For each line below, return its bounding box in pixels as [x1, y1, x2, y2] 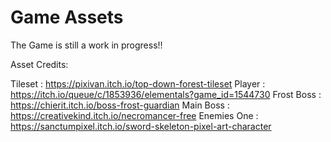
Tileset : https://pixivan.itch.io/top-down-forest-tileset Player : [10, 77, 266, 90]
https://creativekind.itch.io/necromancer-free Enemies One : [10, 109, 259, 121]
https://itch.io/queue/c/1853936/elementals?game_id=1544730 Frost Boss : [10, 88, 322, 100]
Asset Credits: [10, 58, 69, 70]
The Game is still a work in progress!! [10, 39, 163, 51]
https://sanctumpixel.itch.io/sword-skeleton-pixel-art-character [10, 120, 272, 132]
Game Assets [10, 6, 124, 29]
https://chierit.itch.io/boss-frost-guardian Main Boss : [10, 99, 230, 111]
